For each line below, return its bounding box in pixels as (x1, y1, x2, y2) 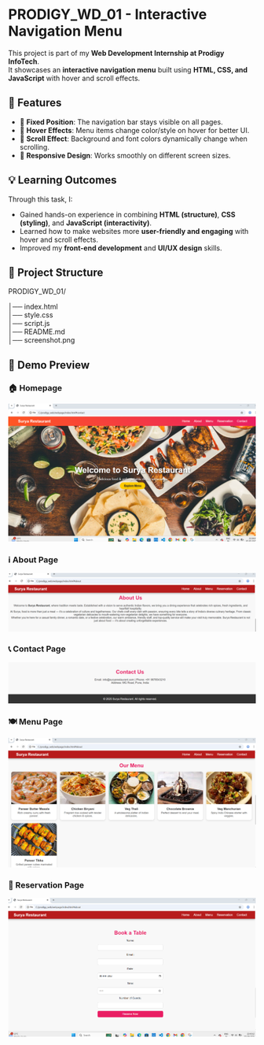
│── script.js (8, 319, 50, 328)
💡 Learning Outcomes (8, 173, 117, 187)
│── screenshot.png (8, 335, 75, 345)
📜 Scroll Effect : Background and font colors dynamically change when (19, 134, 247, 143)
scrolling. (19, 142, 49, 151)
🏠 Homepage (8, 382, 63, 393)
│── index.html (8, 302, 58, 312)
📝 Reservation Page (8, 880, 85, 891)
